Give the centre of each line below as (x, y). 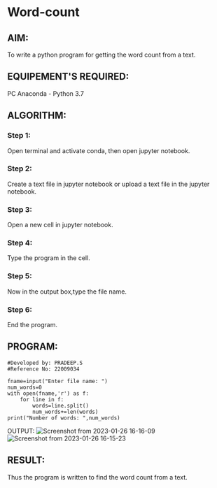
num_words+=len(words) (65, 412)
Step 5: (20, 276)
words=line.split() (61, 406)
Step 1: (19, 136)
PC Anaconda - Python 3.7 (45, 93)
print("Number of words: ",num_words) (64, 418)
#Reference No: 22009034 (43, 369)
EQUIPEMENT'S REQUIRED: (68, 77)
